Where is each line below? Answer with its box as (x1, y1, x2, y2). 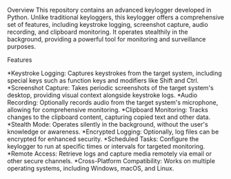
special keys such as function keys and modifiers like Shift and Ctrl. (7, 76, 199, 85)
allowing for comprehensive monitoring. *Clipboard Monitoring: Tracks (7, 106, 208, 114)
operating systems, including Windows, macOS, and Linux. (7, 165, 174, 172)
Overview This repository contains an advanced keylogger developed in (7, 6, 212, 14)
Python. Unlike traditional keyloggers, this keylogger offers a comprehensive (7, 13, 225, 21)
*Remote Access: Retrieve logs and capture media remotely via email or (7, 149, 212, 158)
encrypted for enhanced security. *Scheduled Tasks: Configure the (7, 135, 199, 143)
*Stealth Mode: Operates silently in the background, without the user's (7, 120, 208, 128)
